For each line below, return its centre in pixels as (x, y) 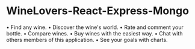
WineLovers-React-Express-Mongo (98, 11)
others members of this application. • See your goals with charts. (87, 40)
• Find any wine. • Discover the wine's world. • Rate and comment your (95, 27)
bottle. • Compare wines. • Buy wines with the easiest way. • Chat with (94, 33)
